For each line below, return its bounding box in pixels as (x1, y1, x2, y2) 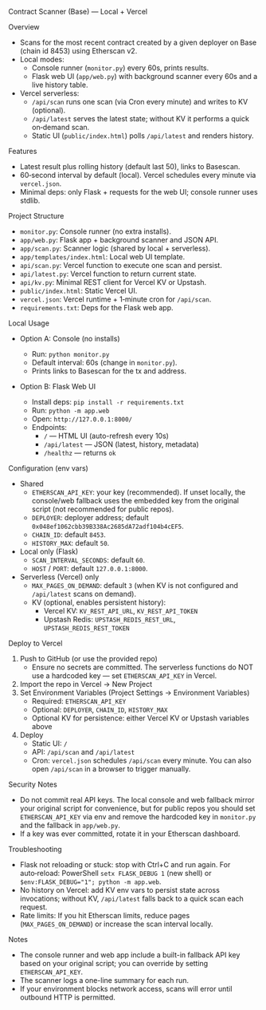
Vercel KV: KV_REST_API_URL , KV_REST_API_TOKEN (43, 606, 198, 615)
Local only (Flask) (19, 546, 79, 556)
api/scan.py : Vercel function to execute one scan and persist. (19, 261, 223, 270)
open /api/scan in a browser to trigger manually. (31, 764, 191, 773)
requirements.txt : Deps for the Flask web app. (19, 303, 174, 312)
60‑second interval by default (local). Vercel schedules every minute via (19, 171, 256, 180)
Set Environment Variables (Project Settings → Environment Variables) (19, 688, 250, 697)
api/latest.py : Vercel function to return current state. (19, 269, 197, 278)
